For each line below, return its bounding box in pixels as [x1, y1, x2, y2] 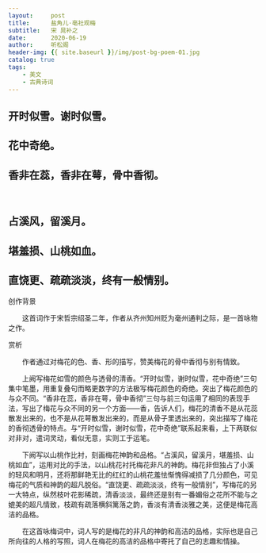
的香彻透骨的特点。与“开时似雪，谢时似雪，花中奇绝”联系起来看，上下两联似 [8, 423, 257, 432]
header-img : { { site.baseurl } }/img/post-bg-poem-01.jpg [8, 48, 200, 56]
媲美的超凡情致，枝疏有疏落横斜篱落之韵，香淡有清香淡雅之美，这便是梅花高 [8, 499, 258, 509]
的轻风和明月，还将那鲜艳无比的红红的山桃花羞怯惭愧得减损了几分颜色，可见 [8, 470, 258, 479]
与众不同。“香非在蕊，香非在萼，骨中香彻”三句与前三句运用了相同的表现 [8, 394, 244, 403]
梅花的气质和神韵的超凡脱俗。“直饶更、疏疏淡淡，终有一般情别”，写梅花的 [8, 479, 251, 489]
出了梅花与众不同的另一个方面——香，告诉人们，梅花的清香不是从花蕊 [28, 403, 258, 413]
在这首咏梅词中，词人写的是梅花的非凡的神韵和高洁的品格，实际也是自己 [21, 526, 258, 536]
